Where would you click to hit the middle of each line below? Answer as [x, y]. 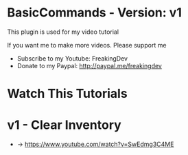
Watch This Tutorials [68, 94]
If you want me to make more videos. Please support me [87, 45]
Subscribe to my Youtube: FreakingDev [72, 58]
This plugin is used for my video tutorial [63, 32]
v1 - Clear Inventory [64, 125]
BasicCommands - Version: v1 [94, 13]
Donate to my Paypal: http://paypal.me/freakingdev [90, 65]
